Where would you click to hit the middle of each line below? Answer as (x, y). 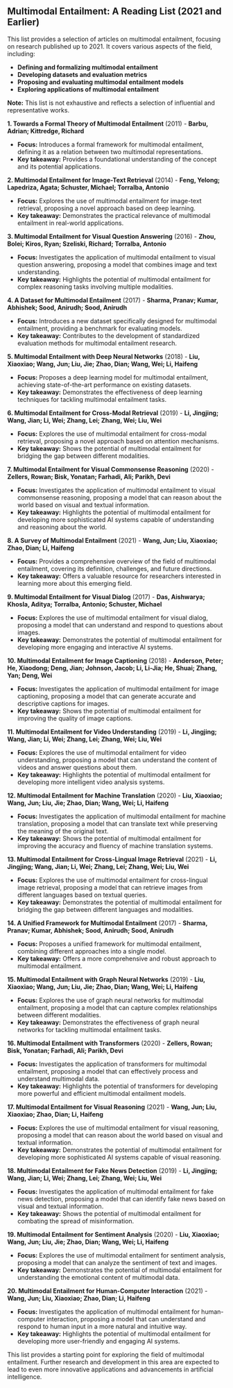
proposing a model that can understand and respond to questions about (120, 625)
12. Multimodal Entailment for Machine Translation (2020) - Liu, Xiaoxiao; (115, 795)
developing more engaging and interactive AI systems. (95, 647)
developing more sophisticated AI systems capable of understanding (115, 519)
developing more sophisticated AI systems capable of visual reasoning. (119, 1157)
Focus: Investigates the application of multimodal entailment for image (118, 688)
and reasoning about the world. (62, 527)
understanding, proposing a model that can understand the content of (117, 760)
